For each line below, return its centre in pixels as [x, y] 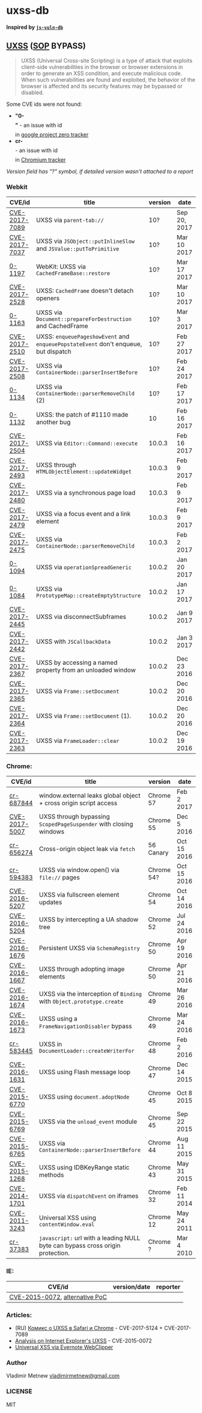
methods [51, 1175]
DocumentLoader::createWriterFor [87, 1051]
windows [52, 832]
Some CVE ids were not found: [44, 104]
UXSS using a [58, 1019]
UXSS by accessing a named [77, 663]
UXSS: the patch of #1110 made [82, 415]
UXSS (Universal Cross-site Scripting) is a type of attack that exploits [107, 60]
